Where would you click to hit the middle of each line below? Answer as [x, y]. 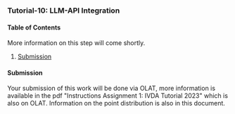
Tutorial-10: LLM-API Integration [64, 11]
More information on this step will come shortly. [76, 43]
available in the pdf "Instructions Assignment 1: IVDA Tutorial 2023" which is [118, 96]
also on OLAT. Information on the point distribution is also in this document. [116, 103]
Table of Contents [34, 27]
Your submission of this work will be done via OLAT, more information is [112, 88]
